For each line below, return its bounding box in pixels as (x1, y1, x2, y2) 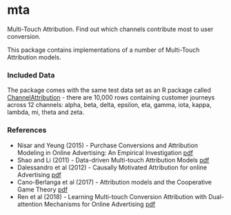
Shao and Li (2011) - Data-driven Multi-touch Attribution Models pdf (17, 156, 210, 164)
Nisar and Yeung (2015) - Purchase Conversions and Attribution (17, 141, 199, 149)
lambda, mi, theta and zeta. (7, 108, 85, 116)
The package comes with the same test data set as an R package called (7, 86, 212, 95)
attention (17, 200, 43, 208)
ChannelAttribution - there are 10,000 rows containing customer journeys (7, 93, 215, 102)
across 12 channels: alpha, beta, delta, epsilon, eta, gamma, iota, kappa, (7, 101, 212, 109)
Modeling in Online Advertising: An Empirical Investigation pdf (17, 148, 193, 157)
